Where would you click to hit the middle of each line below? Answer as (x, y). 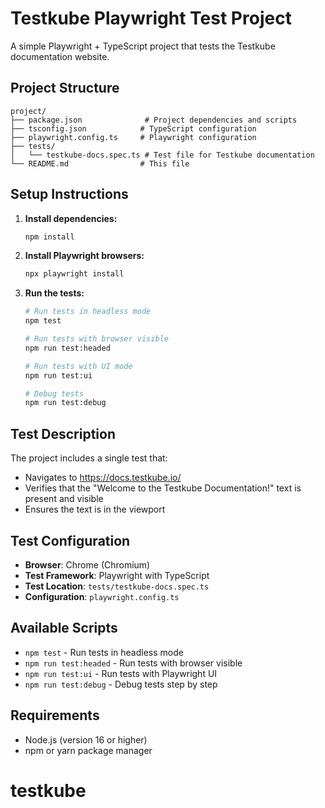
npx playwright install (74, 274)
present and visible (64, 499)
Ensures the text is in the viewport (95, 509)
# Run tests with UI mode (78, 366)
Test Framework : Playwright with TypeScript (117, 575)
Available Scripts (64, 628)
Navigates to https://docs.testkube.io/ (103, 478)
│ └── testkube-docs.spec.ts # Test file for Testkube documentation (162, 155)
